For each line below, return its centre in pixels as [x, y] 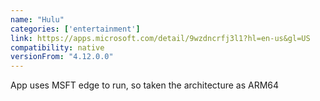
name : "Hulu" [37, 19]
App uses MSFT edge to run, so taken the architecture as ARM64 [145, 85]
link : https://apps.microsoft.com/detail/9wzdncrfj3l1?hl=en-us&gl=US [160, 38]
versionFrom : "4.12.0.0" [62, 57]
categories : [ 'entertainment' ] [75, 29]
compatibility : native [57, 47]
